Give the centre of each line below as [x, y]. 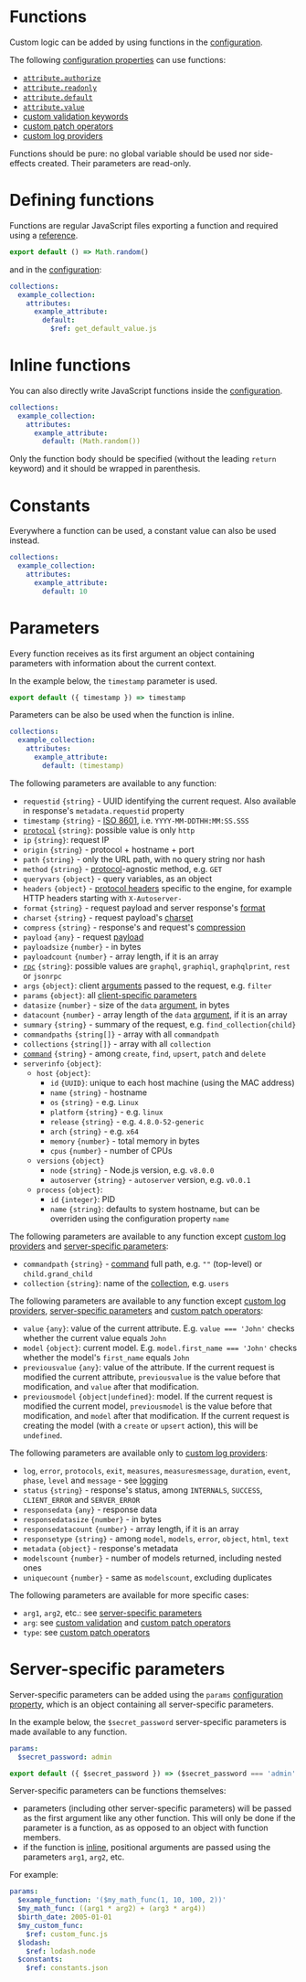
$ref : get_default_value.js [103, 329]
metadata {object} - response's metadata [100, 1548]
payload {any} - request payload [83, 937]
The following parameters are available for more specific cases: [129, 1595]
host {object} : [63, 1072]
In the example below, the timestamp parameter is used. [113, 681]
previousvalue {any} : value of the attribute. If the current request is [149, 1367]
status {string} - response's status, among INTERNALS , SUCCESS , [142, 1490]
